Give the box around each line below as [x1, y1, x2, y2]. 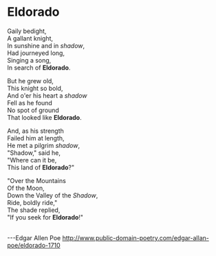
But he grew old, [7, 76, 54, 85]
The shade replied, [7, 206, 61, 214]
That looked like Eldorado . [7, 113, 82, 121]
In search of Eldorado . [7, 63, 71, 72]
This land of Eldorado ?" [7, 163, 75, 171]
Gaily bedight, [7, 27, 47, 35]
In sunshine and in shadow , [7, 41, 85, 50]
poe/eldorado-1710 [7, 241, 61, 249]
